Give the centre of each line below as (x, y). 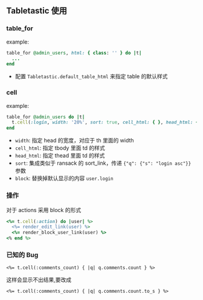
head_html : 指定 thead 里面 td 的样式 (60, 156)
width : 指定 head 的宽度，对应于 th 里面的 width (74, 141)
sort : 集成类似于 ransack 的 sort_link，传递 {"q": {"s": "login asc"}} (103, 163)
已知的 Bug (22, 255)
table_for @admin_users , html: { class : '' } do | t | (74, 53)
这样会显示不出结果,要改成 (39, 280)
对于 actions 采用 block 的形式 (44, 210)
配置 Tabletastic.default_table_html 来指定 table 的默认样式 (91, 76)
